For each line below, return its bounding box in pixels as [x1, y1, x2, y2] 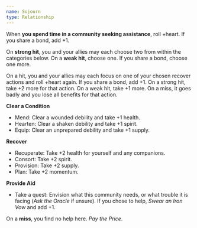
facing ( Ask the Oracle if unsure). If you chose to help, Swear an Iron [14, 197, 183, 204]
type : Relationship [6, 14, 54, 20]
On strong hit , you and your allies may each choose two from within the [6, 48, 182, 55]
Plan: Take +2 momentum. [14, 168, 79, 175]
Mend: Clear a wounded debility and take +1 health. [14, 113, 141, 121]
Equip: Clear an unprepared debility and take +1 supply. [14, 126, 150, 133]
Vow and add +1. [14, 203, 56, 210]
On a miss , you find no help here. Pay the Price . [6, 215, 123, 222]
